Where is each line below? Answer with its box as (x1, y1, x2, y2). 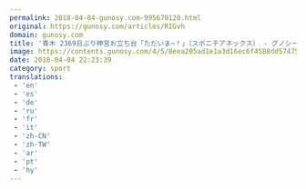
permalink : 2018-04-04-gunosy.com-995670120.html (9, 13, 202, 23)
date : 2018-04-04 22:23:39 (9, 55, 112, 65)
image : (9, 47, 35, 56)
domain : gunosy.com (9, 30, 84, 39)
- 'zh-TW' (13, 140, 51, 149)
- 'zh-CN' (13, 132, 51, 141)
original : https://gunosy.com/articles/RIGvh (9, 22, 185, 31)
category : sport (9, 65, 71, 74)
